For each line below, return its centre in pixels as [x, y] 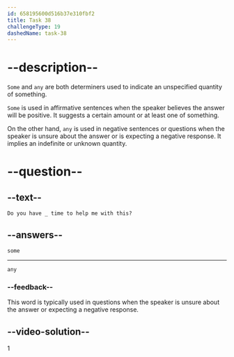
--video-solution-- [48, 332]
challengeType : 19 [34, 26]
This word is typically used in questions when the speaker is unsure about [114, 302]
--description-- [53, 68]
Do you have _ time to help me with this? [70, 213]
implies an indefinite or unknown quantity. [67, 144]
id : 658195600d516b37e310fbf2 [51, 14]
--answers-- [35, 235]
